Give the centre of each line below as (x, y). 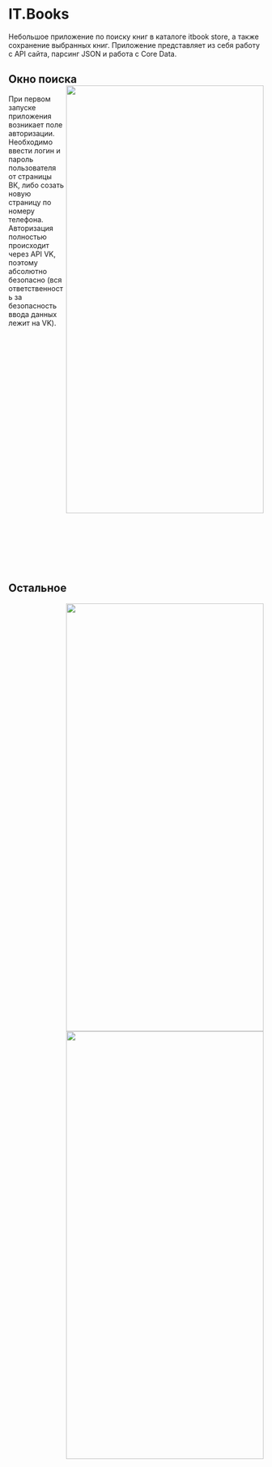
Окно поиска (42, 79)
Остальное (38, 588)
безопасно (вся (35, 280)
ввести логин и (34, 150)
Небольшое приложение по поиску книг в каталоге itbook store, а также (134, 36)
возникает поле (36, 124)
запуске (22, 107)
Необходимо (31, 142)
